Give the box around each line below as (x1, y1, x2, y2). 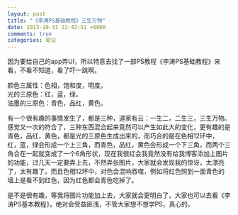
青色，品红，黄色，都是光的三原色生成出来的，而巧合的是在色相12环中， (7, 132, 219, 140)
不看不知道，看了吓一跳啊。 (19, 66, 101, 75)
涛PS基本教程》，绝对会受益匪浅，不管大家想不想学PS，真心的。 (7, 200, 194, 209)
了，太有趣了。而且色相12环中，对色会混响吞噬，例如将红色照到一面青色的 (7, 167, 225, 176)
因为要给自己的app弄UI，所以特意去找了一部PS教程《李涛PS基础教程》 (7, 57, 215, 66)
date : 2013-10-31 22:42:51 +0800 (7, 23, 106, 31)
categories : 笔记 (7, 37, 57, 44)
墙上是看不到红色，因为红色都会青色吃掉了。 (7, 176, 138, 184)
